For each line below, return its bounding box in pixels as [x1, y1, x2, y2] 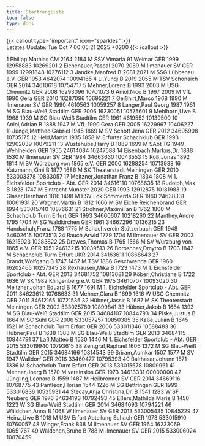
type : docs [6, 20, 34, 26]
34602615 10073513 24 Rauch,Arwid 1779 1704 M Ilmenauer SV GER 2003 [6, 231, 195, 239]
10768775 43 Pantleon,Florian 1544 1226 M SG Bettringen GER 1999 [6, 382, 178, 389]
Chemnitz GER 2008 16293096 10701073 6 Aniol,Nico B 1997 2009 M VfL [6, 88, 192, 96]
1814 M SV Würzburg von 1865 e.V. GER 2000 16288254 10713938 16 [6, 160, 181, 167]
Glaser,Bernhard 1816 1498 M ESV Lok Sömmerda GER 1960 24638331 [6, 193, 185, 200]
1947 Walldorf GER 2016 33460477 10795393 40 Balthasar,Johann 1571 [6, 355, 187, 363]
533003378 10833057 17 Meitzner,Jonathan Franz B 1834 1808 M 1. [6, 173, 177, 180]
